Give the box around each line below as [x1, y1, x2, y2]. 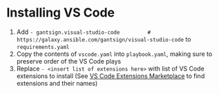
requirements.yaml [16, 44, 70, 50]
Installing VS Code [6, 5, 115, 21]
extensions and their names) [16, 79, 98, 87]
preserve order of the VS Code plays [16, 57, 122, 65]
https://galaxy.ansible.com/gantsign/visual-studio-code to [16, 35, 191, 43]
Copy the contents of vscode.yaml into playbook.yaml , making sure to [16, 50, 213, 58]
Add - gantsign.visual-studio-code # [16, 28, 151, 36]
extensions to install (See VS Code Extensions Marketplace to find [16, 71, 205, 80]
